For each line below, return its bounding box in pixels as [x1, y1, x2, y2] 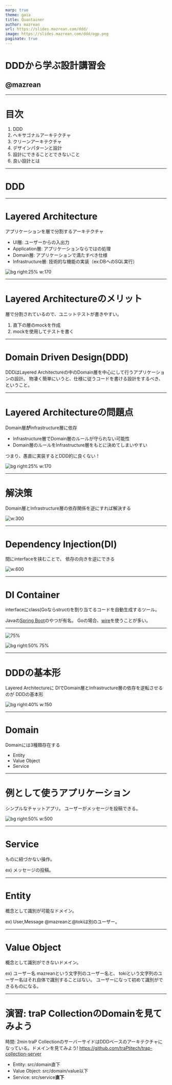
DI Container [5, 589, 60, 600]
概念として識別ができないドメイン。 [5, 959, 81, 965]
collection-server [5, 1051, 42, 1057]
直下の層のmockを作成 [12, 322, 61, 328]
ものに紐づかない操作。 [5, 856, 55, 862]
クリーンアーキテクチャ [12, 138, 62, 144]
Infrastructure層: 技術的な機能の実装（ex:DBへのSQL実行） [12, 258, 138, 264]
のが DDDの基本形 [5, 691, 44, 697]
